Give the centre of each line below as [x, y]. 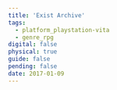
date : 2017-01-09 [36, 74]
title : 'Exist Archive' [47, 15]
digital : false [33, 45]
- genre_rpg [35, 37]
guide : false [29, 59]
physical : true [33, 52]
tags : [17, 23]
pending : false [33, 67]
